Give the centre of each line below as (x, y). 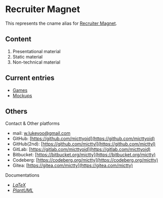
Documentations (22, 175)
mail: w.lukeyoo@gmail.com (41, 133)
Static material (28, 57)
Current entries (30, 78)
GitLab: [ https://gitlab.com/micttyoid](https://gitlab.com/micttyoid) (82, 150)
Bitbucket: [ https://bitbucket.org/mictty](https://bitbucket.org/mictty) (84, 155)
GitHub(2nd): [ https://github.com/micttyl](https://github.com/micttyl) (84, 144)
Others (16, 111)
